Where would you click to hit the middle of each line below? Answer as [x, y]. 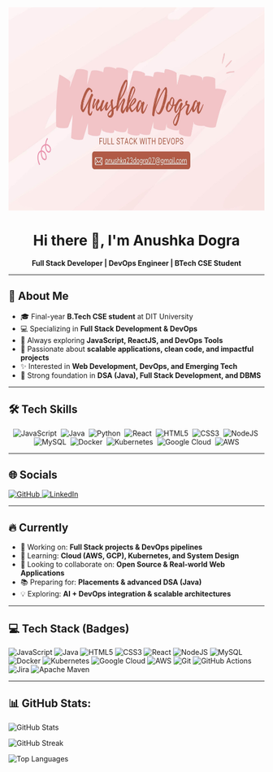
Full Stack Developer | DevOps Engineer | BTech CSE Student [136, 262]
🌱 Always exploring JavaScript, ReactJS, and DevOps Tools [121, 340]
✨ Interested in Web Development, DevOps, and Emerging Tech [129, 366]
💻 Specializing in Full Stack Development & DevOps [108, 328]
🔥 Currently [39, 527]
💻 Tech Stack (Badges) [69, 629]
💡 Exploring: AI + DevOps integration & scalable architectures [126, 594]
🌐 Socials [33, 475]
